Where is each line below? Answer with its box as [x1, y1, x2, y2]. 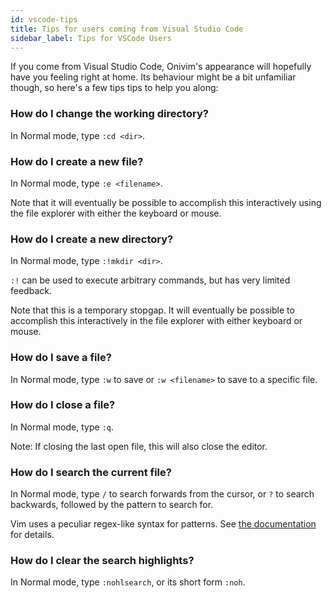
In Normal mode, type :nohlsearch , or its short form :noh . [10, 576, 246, 588]
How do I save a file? [10, 351, 112, 365]
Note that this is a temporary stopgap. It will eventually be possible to [10, 304, 295, 316]
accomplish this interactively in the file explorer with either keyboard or [10, 315, 303, 327]
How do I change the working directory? [10, 107, 209, 121]
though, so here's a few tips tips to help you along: [10, 82, 219, 94]
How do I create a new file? [10, 154, 144, 168]
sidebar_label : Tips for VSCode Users [10, 33, 172, 43]
